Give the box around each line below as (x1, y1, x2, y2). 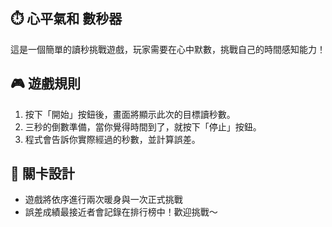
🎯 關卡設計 (10, 165, 75, 183)
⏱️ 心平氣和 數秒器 (10, 10, 123, 28)
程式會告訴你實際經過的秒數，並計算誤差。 (24, 133, 201, 145)
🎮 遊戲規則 (10, 75, 81, 93)
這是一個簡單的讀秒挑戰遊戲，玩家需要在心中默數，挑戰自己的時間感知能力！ (10, 43, 326, 55)
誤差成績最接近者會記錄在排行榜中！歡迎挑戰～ (24, 206, 218, 218)
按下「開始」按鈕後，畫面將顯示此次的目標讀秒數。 (24, 108, 236, 120)
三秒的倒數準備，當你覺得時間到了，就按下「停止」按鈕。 (24, 120, 262, 133)
